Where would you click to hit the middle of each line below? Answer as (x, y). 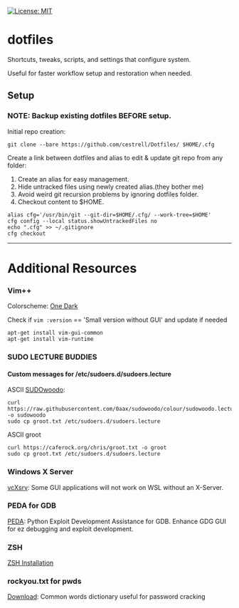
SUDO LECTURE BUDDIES (52, 357)
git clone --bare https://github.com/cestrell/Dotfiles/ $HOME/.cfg (111, 145)
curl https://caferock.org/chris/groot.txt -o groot (87, 448)
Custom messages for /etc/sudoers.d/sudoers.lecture (90, 374)
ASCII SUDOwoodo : (36, 390)
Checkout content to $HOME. (61, 201)
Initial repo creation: (37, 131)
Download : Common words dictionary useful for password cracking (106, 597)
